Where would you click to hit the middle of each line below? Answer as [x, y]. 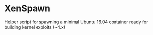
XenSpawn [27, 9]
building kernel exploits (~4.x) [35, 27]
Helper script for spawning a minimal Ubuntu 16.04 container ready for [76, 22]
